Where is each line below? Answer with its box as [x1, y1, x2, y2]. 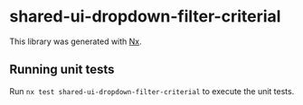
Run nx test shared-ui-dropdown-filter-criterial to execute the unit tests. [9, 85, 295, 96]
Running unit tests [9, 62, 115, 77]
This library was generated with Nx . [9, 36, 142, 47]
